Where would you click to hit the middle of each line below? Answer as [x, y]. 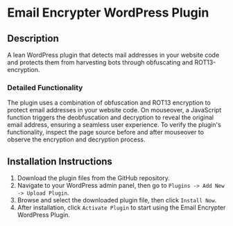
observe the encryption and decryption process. [76, 139]
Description [33, 38]
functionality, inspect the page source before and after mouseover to [106, 132]
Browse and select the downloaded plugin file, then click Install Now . [117, 200]
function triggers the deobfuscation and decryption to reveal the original [111, 118]
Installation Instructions [60, 161]
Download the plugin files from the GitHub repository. [93, 178]
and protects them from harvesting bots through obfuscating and [100, 62]
